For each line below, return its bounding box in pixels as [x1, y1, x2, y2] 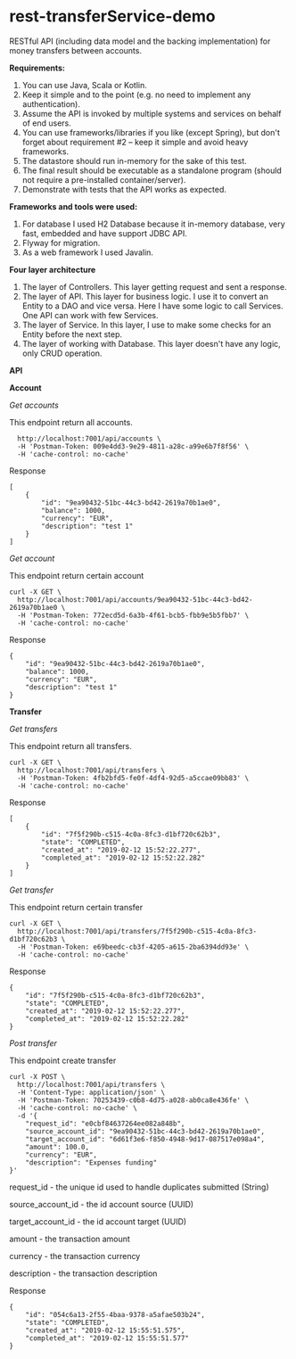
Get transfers [9, 723, 58, 734]
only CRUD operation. [21, 348, 103, 358]
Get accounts [9, 399, 60, 410]
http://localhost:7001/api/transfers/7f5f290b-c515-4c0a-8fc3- [17, 927, 257, 935]
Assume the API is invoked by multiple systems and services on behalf [21, 108, 282, 119]
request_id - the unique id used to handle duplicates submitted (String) [9, 1182, 269, 1192]
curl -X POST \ [9, 1072, 66, 1081]
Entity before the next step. [21, 328, 123, 340]
